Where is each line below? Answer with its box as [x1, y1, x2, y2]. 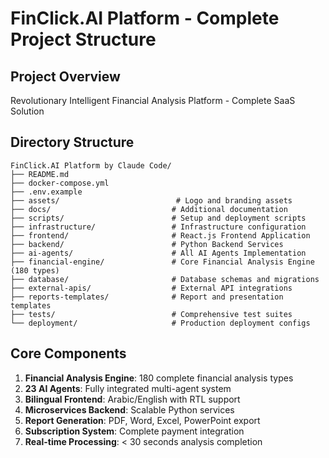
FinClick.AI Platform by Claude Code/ [10, 160, 172, 171]
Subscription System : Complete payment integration [24, 425, 245, 437]
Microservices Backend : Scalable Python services [24, 403, 235, 416]
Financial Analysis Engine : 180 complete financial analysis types [24, 372, 294, 384]
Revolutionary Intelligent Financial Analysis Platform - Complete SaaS [10, 95, 296, 106]
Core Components [10, 345, 127, 362]
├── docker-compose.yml [10, 178, 110, 188]
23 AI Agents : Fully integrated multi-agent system [24, 382, 232, 394]
